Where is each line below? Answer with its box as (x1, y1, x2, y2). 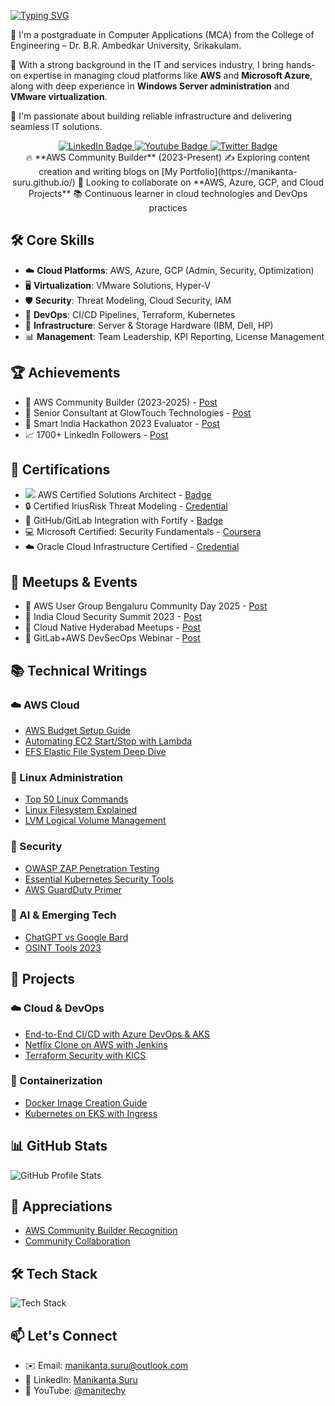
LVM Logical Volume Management (24, 815, 167, 827)
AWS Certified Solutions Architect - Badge (37, 489, 212, 501)
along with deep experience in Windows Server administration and (10, 80, 290, 92)
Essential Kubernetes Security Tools (24, 873, 174, 885)
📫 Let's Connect (10, 1327, 118, 1344)
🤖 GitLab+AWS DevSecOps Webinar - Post (24, 632, 201, 644)
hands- (285, 59, 316, 70)
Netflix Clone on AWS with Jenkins (24, 1038, 168, 1050)
